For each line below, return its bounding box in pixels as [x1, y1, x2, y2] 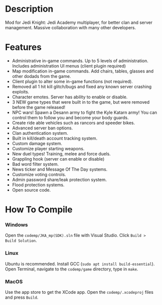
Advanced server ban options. [12, 125, 73, 131]
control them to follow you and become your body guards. [12, 114, 129, 120]
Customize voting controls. [12, 171, 67, 177]
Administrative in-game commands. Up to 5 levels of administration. [12, 57, 148, 64]
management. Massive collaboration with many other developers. [5, 24, 136, 30]
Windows [5, 221, 28, 228]
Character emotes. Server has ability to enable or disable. [12, 94, 128, 100]
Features [5, 42, 42, 53]
